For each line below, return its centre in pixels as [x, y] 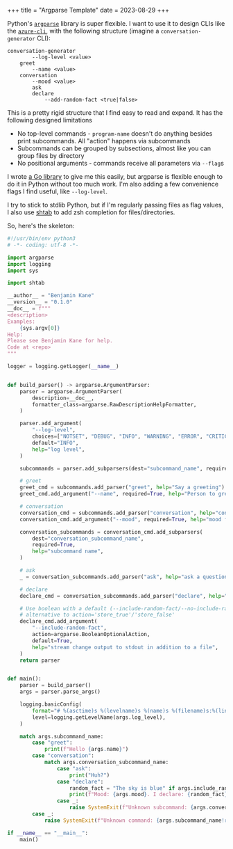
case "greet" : [52, 743]
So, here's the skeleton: [41, 226]
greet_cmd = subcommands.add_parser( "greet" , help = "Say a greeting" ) [122, 487]
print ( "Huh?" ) [89, 775]
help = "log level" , [59, 449]
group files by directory [51, 156]
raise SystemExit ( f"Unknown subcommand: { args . [139, 808]
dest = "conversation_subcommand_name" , [88, 539]
